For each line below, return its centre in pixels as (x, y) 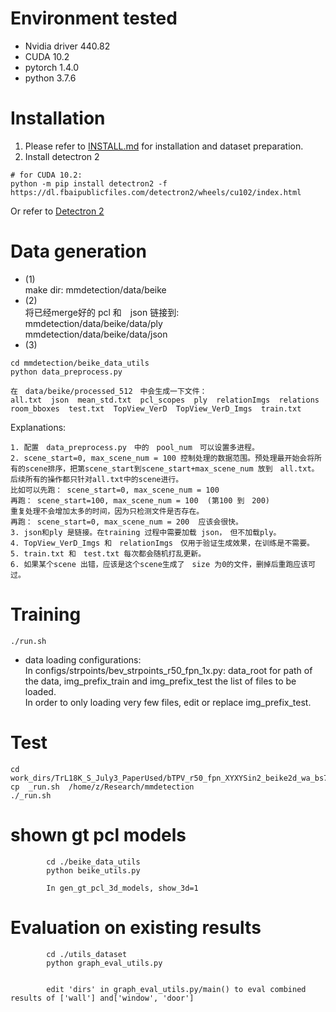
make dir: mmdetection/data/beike (95, 289)
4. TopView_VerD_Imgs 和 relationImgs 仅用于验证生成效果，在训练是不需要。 (162, 543)
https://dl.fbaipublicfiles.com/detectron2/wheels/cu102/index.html (156, 192)
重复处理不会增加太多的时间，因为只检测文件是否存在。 (107, 511)
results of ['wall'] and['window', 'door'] (102, 998)
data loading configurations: (83, 659)
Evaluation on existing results (136, 927)
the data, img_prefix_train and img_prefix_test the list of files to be (160, 681)
